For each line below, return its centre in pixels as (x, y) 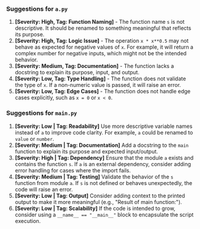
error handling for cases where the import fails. (73, 170)
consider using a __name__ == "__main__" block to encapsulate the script (104, 214)
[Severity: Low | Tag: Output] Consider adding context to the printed (100, 196)
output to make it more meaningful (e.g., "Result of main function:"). (98, 202)
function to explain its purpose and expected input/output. (86, 151)
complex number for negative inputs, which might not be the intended (101, 54)
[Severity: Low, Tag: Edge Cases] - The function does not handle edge (103, 92)
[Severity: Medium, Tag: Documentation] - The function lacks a (94, 66)
